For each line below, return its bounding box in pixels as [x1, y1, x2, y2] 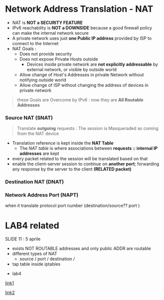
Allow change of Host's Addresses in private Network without [19, 72, 144, 77]
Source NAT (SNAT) [5, 114, 53, 121]
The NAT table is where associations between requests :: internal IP [19, 146, 158, 151]
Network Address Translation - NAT [5, 3, 153, 15]
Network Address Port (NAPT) [5, 192, 79, 199]
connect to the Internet [12, 40, 59, 46]
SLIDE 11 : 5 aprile [5, 236, 41, 242]
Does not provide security [19, 50, 72, 57]
